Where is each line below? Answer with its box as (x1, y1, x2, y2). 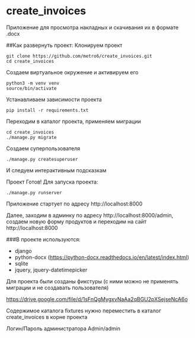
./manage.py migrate (6, 134, 57, 140)
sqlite (14, 260, 28, 267)
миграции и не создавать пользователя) (6, 284, 109, 291)
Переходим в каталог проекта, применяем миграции (6, 118, 141, 125)
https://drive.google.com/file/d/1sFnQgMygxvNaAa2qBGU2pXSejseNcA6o (6, 295, 188, 302)
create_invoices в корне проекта (6, 313, 88, 320)
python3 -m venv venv (6, 80, 60, 86)
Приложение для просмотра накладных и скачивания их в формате (6, 24, 179, 31)
